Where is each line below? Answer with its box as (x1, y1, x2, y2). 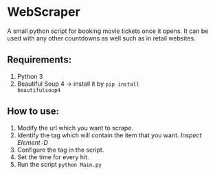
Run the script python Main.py (16, 160, 102, 168)
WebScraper (7, 4, 80, 20)
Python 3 (16, 72, 43, 80)
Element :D (16, 138, 48, 146)
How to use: (7, 106, 60, 117)
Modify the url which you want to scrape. (16, 124, 134, 132)
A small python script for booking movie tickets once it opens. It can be (7, 27, 209, 35)
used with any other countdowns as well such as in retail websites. (7, 34, 196, 42)
